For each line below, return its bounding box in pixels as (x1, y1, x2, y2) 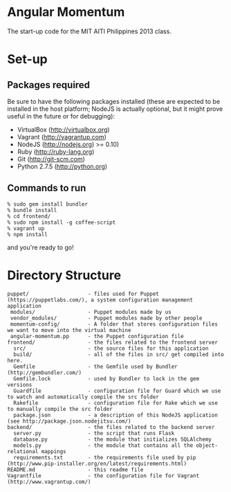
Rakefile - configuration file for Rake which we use (13, 399, 218, 406)
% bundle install (7, 207, 57, 213)
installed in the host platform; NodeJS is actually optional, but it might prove (7, 105, 223, 113)
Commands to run (7, 182, 86, 194)
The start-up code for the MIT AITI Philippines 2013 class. (7, 27, 172, 35)
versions (7, 381, 33, 388)
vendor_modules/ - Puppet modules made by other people (10, 315, 203, 322)
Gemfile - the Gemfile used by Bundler (13, 363, 178, 370)
